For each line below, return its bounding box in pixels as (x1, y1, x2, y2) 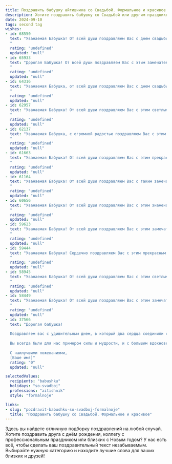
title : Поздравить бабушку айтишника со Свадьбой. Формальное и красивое (5, 7, 166, 13)
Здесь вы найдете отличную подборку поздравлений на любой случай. (5, 426, 162, 432)
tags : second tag (5, 22, 42, 27)
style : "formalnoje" (10, 393, 54, 398)
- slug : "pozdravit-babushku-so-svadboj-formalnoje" (5, 407, 120, 412)
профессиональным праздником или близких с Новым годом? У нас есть (5, 436, 167, 443)
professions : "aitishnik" (10, 388, 66, 393)
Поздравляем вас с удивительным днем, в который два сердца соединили (10, 331, 164, 336)
